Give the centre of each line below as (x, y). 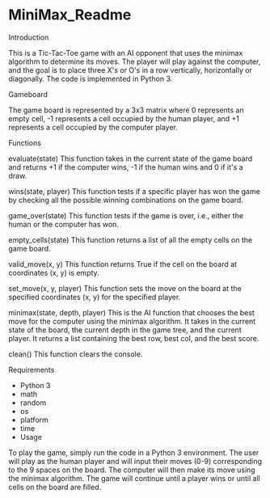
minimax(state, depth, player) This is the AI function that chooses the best (131, 312)
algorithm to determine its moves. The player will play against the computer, (135, 61)
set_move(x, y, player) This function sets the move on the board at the (125, 288)
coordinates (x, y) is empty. (54, 272)
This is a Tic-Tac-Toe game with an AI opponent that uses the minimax (126, 53)
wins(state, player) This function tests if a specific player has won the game (134, 191)
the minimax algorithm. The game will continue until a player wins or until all (134, 478)
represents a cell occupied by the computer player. (93, 127)
